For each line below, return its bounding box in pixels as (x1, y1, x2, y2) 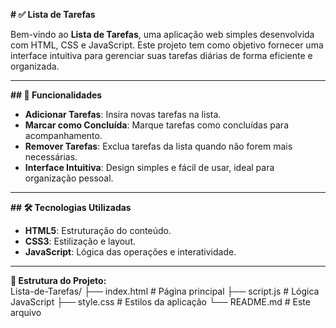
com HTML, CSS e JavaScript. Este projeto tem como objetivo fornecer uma (10, 39, 324, 51)
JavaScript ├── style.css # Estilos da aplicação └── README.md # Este (10, 296, 311, 308)
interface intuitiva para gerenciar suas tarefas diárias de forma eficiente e (10, 50, 313, 61)
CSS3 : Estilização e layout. (24, 235, 137, 247)
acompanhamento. (24, 130, 103, 141)
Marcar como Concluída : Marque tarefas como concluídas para (24, 119, 290, 131)
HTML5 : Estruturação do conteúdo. (24, 225, 172, 236)
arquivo (10, 307, 42, 318)
